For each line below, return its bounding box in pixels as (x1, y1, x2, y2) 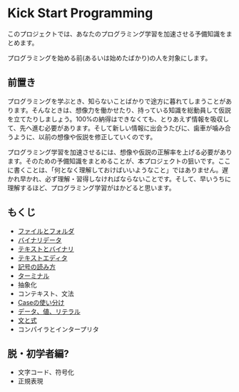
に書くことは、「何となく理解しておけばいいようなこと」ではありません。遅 (7, 166, 229, 174)
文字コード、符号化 (17, 368, 75, 376)
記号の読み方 (17, 262, 56, 271)
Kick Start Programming (7, 5, 153, 21)
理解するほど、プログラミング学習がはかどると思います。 (7, 184, 176, 192)
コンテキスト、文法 (17, 289, 75, 298)
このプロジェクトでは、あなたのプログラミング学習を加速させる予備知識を (7, 29, 226, 38)
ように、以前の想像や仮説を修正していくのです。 (13, 132, 157, 141)
